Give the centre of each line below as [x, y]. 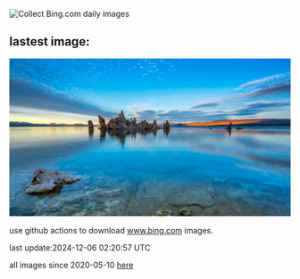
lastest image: [50, 41]
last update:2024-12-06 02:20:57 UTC [80, 248]
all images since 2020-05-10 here [71, 265]
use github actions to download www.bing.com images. [112, 231]
